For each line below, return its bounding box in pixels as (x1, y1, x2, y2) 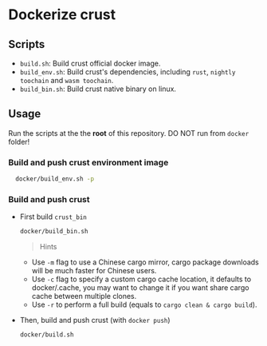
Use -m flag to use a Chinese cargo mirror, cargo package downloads (31, 257, 259, 267)
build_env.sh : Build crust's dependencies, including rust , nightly (19, 67, 236, 77)
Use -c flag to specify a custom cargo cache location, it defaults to (31, 274, 252, 284)
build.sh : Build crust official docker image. (19, 58, 161, 68)
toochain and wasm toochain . (19, 76, 114, 85)
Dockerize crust (8, 6, 116, 24)
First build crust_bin (19, 212, 88, 221)
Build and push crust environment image (8, 157, 169, 168)
